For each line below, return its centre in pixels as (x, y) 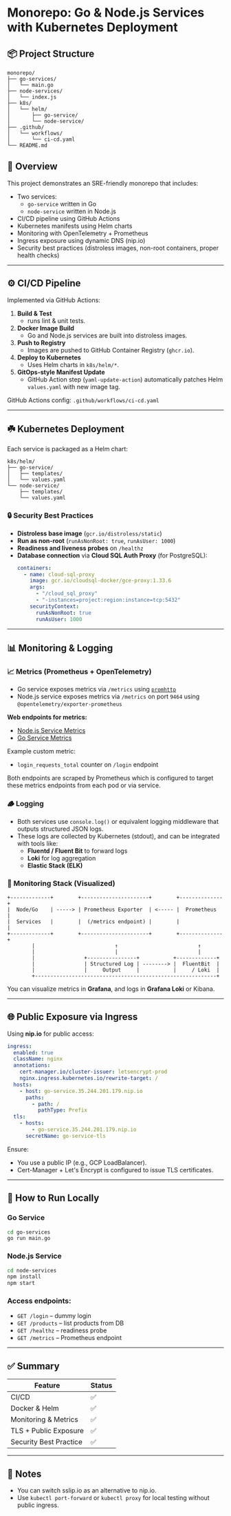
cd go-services (29, 1232)
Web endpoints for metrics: (47, 717)
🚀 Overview (32, 167)
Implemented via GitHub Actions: (54, 300)
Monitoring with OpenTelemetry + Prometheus (82, 233)
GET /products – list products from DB (70, 1323)
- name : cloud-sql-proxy (59, 574)
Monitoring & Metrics (44, 1419)
